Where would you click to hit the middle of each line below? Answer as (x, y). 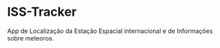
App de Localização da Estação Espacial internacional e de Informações (110, 31)
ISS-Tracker (42, 12)
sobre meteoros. (30, 38)
